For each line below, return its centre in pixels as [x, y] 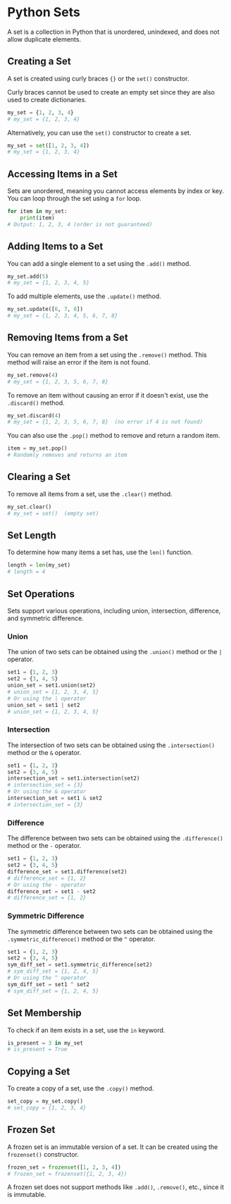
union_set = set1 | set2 [44, 705]
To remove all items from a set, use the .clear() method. [90, 493]
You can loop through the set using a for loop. [75, 199]
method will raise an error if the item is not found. [79, 362]
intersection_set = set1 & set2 [55, 798]
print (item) [37, 218]
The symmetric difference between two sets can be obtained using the [110, 931]
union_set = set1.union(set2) [52, 686]
